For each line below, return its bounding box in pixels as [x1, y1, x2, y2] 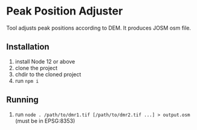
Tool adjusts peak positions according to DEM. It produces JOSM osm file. [6, 24, 192, 31]
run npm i [15, 77, 39, 84]
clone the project [15, 64, 58, 71]
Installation [6, 42, 50, 52]
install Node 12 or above [15, 57, 76, 65]
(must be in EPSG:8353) [15, 117, 76, 125]
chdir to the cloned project [15, 71, 82, 78]
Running [6, 95, 39, 105]
